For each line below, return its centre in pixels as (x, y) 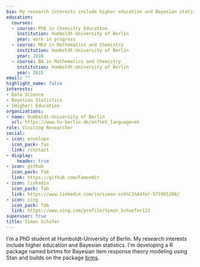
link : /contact (30, 150)
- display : (20, 155)
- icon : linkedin (28, 183)
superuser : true (26, 216)
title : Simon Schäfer (33, 222)
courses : (22, 23)
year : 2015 (30, 73)
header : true (33, 161)
